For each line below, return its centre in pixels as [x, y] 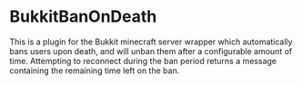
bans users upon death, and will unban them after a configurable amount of [151, 51]
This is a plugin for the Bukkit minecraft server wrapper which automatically [151, 42]
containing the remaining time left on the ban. [95, 71]
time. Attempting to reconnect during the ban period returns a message [143, 61]
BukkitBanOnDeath [83, 17]
